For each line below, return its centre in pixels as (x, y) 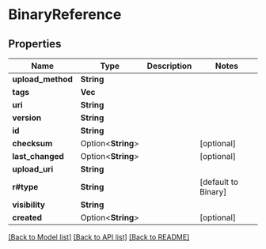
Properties (35, 44)
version (27, 118)
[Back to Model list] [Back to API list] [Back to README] (99, 237)
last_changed (38, 156)
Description (169, 66)
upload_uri (33, 169)
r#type (25, 187)
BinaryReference (65, 15)
